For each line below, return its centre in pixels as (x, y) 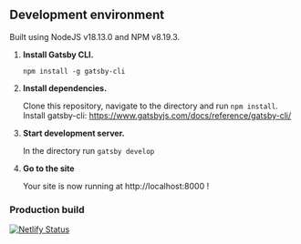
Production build (47, 209)
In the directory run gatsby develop (88, 150)
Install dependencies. (65, 88)
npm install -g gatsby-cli (74, 71)
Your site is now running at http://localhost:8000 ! (116, 186)
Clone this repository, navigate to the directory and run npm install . (150, 106)
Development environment (87, 15)
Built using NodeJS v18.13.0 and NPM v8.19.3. (95, 36)
